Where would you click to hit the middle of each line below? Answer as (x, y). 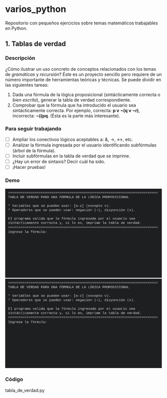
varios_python (36, 9)
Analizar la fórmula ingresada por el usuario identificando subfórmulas (84, 145)
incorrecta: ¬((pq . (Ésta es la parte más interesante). (66, 116)
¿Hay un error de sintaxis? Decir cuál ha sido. (59, 162)
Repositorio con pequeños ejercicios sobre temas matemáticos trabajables (82, 23)
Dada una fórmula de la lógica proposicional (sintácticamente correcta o (86, 94)
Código (14, 380)
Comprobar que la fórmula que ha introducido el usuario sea (74, 105)
